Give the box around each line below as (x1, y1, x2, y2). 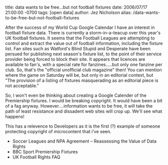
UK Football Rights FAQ (12, 154, 60, 160)
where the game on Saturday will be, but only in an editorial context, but (5, 72, 153, 78)
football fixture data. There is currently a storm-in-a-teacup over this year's (5, 30, 161, 35)
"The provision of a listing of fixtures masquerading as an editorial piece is (5, 77, 158, 83)
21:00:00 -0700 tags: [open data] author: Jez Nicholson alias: (5, 9, 132, 15)
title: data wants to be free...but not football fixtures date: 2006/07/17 (5, 4, 147, 10)
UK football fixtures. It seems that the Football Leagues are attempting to (5, 35, 155, 41)
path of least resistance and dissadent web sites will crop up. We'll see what (5, 108, 162, 114)
